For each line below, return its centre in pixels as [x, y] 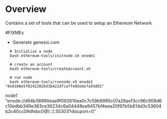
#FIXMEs [15, 32]
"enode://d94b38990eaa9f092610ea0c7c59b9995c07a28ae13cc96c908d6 [83, 101]
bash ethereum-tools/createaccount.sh [50, 69]
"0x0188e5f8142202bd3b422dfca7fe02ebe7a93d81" [55, 86]
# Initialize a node [31, 51]
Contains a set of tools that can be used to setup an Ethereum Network [78, 23]
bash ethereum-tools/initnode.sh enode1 [52, 56]
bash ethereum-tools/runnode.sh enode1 [51, 82]
